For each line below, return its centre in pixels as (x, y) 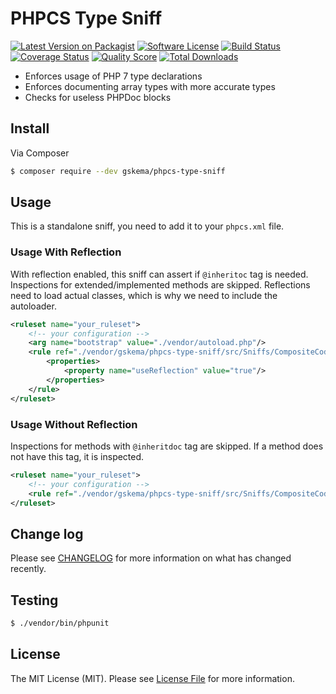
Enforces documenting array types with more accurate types (150, 86)
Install (30, 128)
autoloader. (33, 306)
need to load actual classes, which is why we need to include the (144, 295)
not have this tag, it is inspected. (77, 456)
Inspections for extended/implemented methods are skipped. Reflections (160, 284)
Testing (34, 600)
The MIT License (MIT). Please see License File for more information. (152, 678)
